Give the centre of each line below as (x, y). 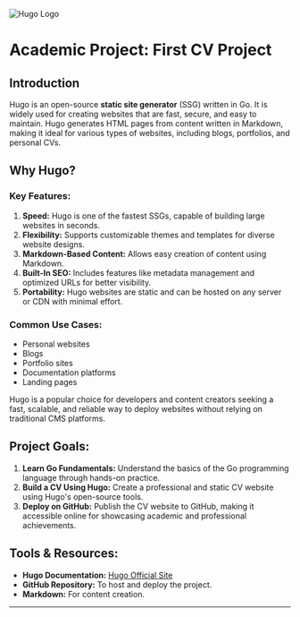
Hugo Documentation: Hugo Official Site (97, 575)
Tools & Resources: (64, 554)
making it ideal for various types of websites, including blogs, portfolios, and (150, 133)
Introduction (45, 83)
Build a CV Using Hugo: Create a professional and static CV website (148, 487)
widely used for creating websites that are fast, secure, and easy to (133, 114)
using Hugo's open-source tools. (83, 496)
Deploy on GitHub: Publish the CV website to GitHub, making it (138, 506)
